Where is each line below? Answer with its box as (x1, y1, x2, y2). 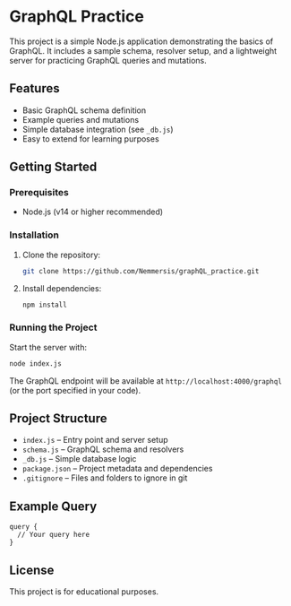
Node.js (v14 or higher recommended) (21, 206, 164, 217)
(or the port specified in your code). (9, 385, 141, 395)
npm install (21, 300, 67, 309)
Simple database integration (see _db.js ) (21, 124, 174, 134)
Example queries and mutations (21, 114, 140, 125)
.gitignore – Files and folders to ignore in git (21, 472, 188, 483)
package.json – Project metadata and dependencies (21, 463, 213, 474)
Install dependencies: (21, 282, 102, 293)
